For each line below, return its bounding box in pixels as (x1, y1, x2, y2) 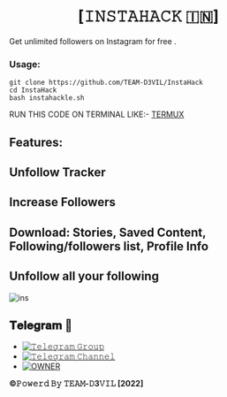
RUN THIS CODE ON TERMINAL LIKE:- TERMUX (9, 109, 185, 120)
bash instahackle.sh (9, 94, 86, 103)
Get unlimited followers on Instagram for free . (9, 35, 177, 46)
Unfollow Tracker (9, 165, 106, 180)
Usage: (9, 57, 42, 70)
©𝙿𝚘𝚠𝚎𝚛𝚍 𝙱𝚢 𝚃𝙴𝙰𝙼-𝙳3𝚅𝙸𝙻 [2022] (9, 378, 144, 389)
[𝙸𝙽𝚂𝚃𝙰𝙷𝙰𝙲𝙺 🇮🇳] (78, 6, 219, 27)
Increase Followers (9, 195, 117, 210)
